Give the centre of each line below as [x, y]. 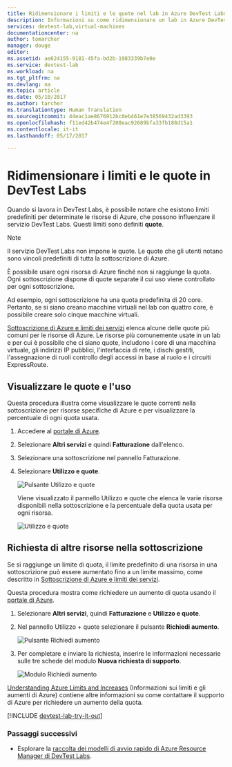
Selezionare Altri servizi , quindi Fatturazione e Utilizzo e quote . [109, 613]
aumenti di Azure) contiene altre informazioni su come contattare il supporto [116, 694]
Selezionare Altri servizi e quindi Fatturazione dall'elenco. [100, 444]
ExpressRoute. [28, 365]
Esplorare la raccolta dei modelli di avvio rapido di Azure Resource [112, 749]
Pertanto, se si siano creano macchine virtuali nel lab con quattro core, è [110, 307]
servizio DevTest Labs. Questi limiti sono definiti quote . [86, 225]
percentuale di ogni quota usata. [53, 418]
